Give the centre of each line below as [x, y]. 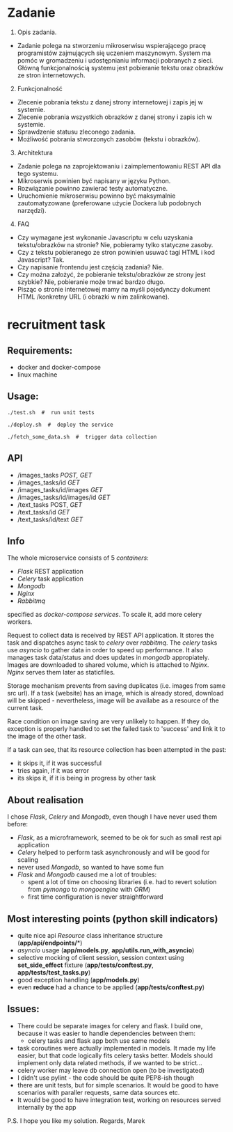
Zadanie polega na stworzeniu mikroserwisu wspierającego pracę [112, 45]
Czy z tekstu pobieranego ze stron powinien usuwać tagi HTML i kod [116, 252]
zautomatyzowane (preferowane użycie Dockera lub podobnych [109, 203]
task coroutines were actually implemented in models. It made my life [116, 1048]
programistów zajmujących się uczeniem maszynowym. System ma [114, 53]
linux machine [37, 375]
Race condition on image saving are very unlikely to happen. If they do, [109, 721]
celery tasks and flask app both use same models [99, 1040]
